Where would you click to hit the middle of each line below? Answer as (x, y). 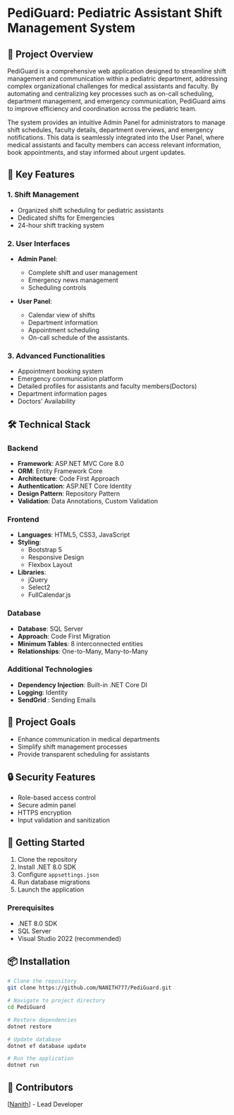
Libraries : (32, 572)
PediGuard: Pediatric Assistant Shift (115, 13)
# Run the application (41, 1058)
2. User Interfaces (39, 243)
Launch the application (51, 889)
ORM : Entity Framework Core (60, 471)
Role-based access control (57, 798)
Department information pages (62, 394)
